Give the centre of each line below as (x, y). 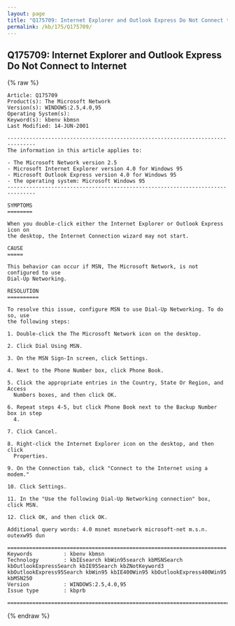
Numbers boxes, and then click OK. (65, 395)
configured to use (34, 273)
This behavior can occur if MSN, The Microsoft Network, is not (103, 267)
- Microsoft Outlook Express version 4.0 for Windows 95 (92, 175)
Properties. (31, 456)
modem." (19, 475)
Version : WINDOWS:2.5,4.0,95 (67, 585)
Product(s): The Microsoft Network (59, 102)
